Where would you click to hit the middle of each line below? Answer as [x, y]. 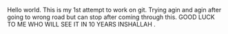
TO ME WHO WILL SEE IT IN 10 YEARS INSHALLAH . [82, 24]
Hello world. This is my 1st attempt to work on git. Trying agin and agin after [114, 10]
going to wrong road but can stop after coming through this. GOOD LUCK [111, 17]
